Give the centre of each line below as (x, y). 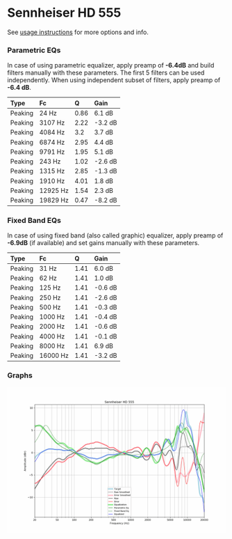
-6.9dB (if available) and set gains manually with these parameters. (103, 243)
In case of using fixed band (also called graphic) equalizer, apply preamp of (115, 235)
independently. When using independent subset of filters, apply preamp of (114, 80)
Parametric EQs (34, 50)
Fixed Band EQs (34, 220)
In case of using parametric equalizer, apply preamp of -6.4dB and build (111, 65)
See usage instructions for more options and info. (78, 32)
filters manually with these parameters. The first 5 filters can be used (106, 73)
